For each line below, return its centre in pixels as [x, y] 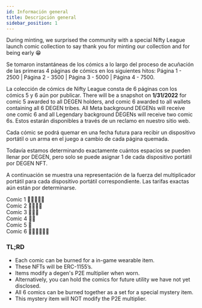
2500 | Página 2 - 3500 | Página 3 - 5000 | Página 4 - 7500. [81, 77]
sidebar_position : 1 [32, 23]
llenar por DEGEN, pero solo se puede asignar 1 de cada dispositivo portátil [99, 157]
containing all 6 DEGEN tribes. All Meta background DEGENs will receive [96, 108]
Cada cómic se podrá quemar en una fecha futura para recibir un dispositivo [101, 132]
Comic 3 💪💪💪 [23, 212]
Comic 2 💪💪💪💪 [24, 206]
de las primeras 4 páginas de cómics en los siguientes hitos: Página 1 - [94, 71]
